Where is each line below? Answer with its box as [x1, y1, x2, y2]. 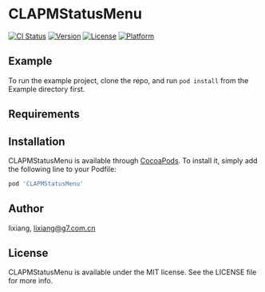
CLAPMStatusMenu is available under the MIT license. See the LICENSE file [8, 267, 257, 277]
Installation [8, 134, 65, 148]
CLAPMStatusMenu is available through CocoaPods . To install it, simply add [8, 155, 258, 165]
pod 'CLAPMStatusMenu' [8, 179, 84, 188]
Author [8, 202, 44, 216]
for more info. [8, 276, 53, 286]
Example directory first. [8, 84, 85, 94]
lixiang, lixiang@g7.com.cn [8, 223, 96, 233]
